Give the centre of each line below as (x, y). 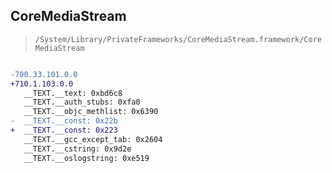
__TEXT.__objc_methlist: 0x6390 (91, 112)
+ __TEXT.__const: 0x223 (64, 130)
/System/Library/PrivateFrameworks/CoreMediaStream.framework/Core (178, 39)
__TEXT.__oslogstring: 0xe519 (86, 158)
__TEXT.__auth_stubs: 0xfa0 (82, 102)
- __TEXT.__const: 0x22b (64, 121)
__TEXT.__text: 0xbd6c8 (73, 93)
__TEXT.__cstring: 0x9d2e (77, 149)
